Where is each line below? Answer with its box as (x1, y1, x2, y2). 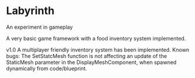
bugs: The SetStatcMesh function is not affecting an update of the (6, 52, 167, 59)
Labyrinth (6, 4, 55, 18)
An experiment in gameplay (6, 23, 73, 30)
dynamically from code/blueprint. (6, 65, 87, 72)
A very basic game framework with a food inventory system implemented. (6, 35, 186, 42)
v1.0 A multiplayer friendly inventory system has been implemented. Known (6, 46, 190, 53)
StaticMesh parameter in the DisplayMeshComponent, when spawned (6, 59, 177, 66)
